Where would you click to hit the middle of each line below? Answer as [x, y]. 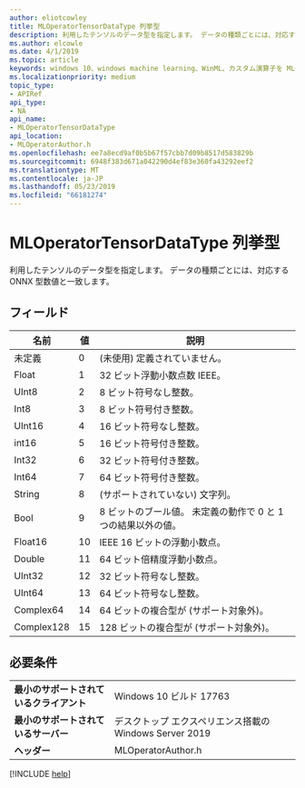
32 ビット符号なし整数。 [152, 576]
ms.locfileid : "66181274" [58, 195]
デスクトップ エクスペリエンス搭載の [192, 721]
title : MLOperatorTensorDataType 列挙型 [85, 26]
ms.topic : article [44, 60]
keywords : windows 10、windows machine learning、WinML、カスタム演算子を [146, 69]
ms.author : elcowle [46, 43]
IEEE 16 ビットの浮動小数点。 [163, 542]
